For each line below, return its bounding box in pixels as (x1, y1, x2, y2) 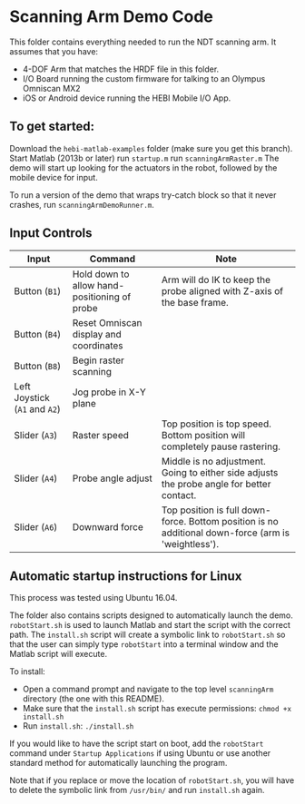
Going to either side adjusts (161, 466, 279, 478)
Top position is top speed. (161, 417, 272, 430)
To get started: (9, 119, 95, 134)
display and (72, 328, 123, 340)
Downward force (72, 520, 143, 533)
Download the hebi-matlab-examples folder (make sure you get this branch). (9, 142, 293, 153)
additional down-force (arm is (161, 526, 290, 539)
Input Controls (9, 225, 93, 241)
